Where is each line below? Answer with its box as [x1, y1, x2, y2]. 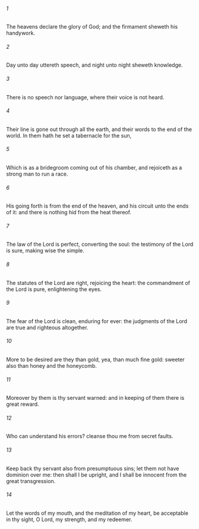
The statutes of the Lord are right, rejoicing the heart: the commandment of [6, 279, 191, 286]
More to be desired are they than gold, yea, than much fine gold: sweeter [6, 356, 185, 363]
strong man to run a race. [6, 170, 68, 178]
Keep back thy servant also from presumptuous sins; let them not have [6, 465, 179, 472]
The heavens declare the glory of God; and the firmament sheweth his [6, 23, 178, 30]
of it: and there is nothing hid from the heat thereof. [6, 209, 132, 216]
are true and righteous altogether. [6, 324, 89, 331]
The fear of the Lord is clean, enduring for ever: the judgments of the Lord [6, 317, 188, 324]
